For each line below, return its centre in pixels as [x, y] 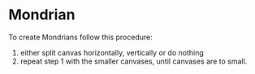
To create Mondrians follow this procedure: [80, 37]
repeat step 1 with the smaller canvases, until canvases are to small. [134, 61]
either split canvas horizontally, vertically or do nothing [112, 52]
